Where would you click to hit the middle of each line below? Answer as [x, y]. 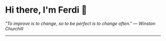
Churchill [14, 28]
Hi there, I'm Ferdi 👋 [46, 10]
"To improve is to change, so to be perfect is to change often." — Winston [80, 23]
